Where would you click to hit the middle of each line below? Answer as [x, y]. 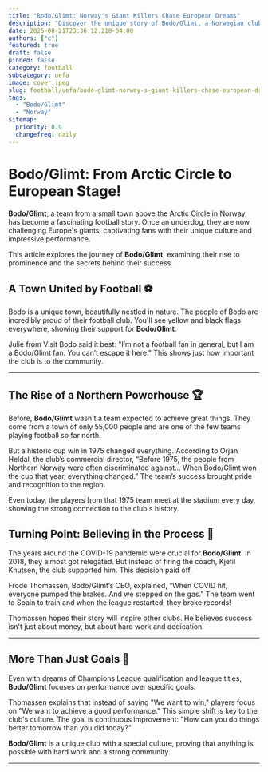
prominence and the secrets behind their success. [91, 263]
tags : [17, 97]
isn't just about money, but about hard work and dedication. [106, 627]
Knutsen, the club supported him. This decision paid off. [100, 570]
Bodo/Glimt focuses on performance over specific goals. [102, 686]
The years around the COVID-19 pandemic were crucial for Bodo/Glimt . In [130, 553]
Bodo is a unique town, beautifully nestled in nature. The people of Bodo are [134, 312]
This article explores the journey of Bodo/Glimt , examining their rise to [124, 254]
